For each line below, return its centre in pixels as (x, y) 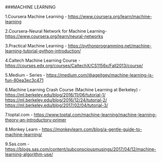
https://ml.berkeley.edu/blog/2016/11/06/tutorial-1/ (55, 95)
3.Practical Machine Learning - (36, 46)
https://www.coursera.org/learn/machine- (110, 16)
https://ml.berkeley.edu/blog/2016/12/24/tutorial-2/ (56, 100)
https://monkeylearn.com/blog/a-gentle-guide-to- (92, 129)
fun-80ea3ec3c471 (24, 80)
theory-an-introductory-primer (36, 120)
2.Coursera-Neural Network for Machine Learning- (56, 31)
